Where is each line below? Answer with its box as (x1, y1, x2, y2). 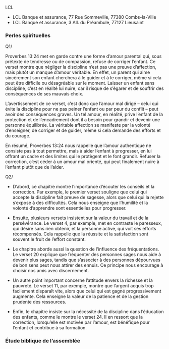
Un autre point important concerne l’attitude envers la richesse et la (12, 277, 153, 283)
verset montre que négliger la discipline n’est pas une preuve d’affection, (5, 64, 156, 70)
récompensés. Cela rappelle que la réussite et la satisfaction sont (12, 231, 149, 237)
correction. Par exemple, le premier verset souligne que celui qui (12, 189, 147, 195)
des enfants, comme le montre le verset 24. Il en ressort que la (12, 314, 143, 320)
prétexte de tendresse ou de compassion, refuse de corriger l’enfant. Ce (5, 59, 156, 65)
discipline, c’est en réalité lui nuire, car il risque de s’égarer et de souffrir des (5, 85, 164, 91)
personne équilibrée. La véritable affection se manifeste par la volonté (5, 122, 151, 128)
